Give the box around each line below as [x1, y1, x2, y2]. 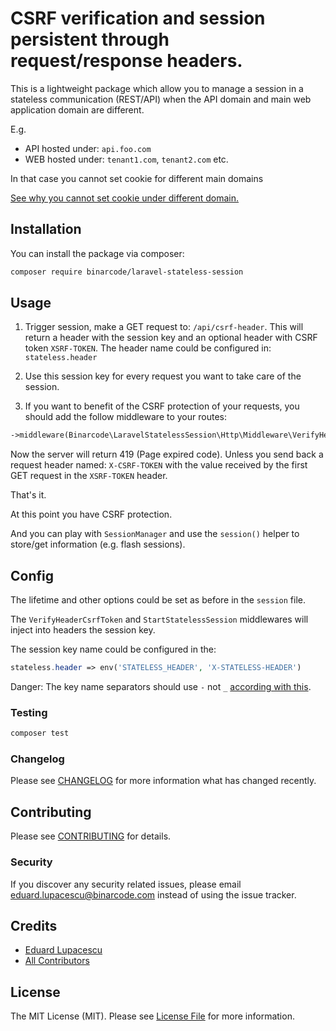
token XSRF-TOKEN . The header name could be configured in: [24, 342, 272, 354]
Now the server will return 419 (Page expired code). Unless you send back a [10, 448, 324, 461]
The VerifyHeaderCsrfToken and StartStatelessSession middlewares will [10, 613, 309, 626]
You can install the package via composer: [10, 247, 185, 259]
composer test [10, 728, 70, 739]
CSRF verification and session [10, 7, 266, 30]
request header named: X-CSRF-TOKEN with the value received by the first [10, 459, 308, 471]
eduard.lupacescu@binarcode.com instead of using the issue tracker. [10, 888, 297, 901]
